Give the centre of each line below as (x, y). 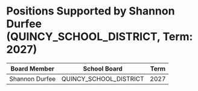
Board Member (32, 69)
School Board (103, 69)
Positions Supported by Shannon (91, 11)
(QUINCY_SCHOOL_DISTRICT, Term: (100, 37)
